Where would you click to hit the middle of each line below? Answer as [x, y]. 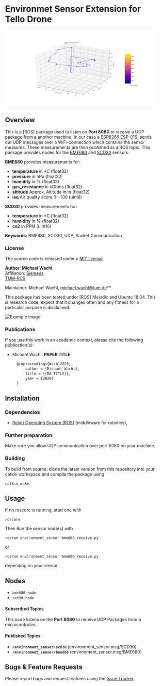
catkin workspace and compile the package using [55, 474]
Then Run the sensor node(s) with [39, 529]
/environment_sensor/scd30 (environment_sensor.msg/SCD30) [74, 647]
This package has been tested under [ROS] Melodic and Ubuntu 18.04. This [81, 297]
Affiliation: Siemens [24, 273]
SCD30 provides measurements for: [41, 206]
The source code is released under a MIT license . [55, 259]
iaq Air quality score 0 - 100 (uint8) [47, 197]
